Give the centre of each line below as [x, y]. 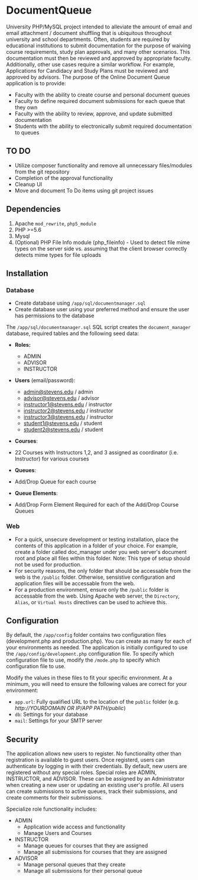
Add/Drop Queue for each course [55, 482]
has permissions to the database [54, 316]
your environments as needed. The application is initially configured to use [97, 647]
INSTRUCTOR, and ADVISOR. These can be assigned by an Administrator [95, 779]
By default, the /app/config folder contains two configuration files [86, 635]
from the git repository [42, 172]
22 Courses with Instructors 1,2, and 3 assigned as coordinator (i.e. [96, 453]
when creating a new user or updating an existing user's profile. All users [95, 785]
